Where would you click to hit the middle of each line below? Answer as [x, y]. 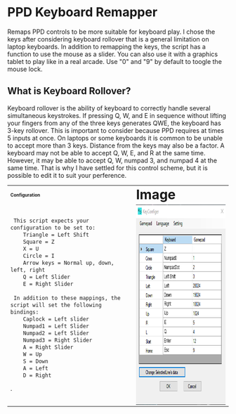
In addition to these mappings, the [67, 298]
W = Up [32, 355]
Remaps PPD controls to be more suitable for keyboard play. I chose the [111, 32]
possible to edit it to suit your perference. [67, 175]
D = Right [37, 376]
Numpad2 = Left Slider [56, 334]
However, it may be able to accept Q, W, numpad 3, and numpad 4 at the [112, 160]
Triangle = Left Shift [56, 235]
